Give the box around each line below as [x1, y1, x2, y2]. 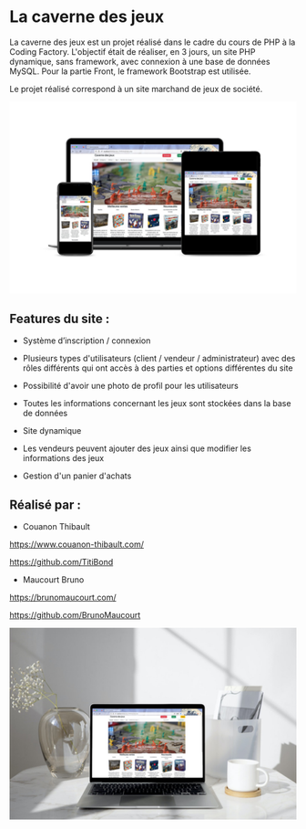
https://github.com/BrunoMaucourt [9, 610, 141, 621]
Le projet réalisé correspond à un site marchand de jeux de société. [9, 83, 263, 94]
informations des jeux [22, 453, 105, 464]
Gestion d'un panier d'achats [22, 470, 132, 481]
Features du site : [9, 311, 110, 326]
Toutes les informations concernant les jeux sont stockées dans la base [22, 398, 291, 409]
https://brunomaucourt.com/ [9, 592, 117, 603]
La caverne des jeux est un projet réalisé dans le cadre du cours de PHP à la [9, 37, 296, 47]
